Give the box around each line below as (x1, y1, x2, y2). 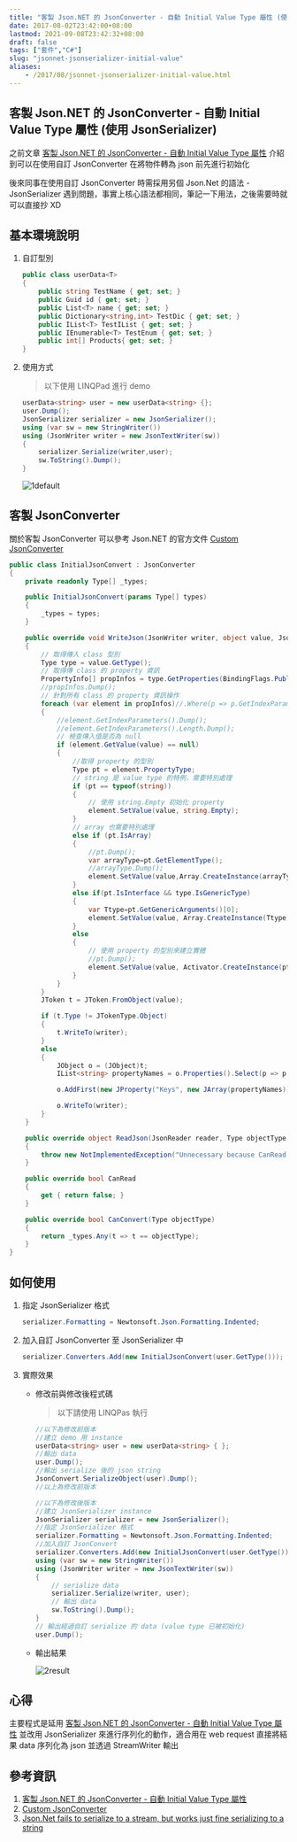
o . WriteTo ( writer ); (56, 1102, 128, 1111)
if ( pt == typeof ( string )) (72, 781, 172, 791)
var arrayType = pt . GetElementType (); (88, 855, 224, 864)
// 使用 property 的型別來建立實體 (88, 947, 206, 956)
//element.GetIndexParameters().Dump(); (56, 716, 208, 724)
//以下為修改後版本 (34, 1498, 97, 1507)
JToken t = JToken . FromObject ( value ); (41, 995, 184, 1005)
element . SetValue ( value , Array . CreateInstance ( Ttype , (88, 913, 291, 922)
